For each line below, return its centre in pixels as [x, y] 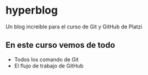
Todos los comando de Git [46, 59]
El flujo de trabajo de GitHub [49, 66]
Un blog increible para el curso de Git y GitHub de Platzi [74, 27]
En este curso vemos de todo [60, 45]
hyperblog [32, 10]
